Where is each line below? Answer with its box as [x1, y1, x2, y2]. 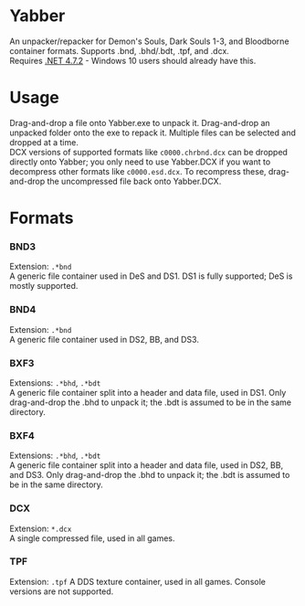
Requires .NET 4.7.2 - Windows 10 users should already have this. [9, 55, 257, 66]
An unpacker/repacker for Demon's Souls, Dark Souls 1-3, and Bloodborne [9, 36, 289, 47]
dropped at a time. [9, 136, 79, 147]
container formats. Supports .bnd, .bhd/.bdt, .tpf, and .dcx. [9, 45, 230, 56]
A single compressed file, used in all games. [9, 532, 175, 544]
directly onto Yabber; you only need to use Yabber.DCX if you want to [9, 156, 271, 167]
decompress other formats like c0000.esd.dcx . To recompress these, [9, 165, 267, 176]
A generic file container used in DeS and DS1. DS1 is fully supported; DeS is [9, 271, 293, 282]
